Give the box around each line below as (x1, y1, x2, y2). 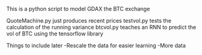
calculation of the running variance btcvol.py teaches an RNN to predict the (6, 24, 196, 31)
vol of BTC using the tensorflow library (6, 30, 103, 37)
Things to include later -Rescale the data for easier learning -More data (6, 42, 186, 49)
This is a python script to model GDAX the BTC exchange (6, 5, 150, 12)
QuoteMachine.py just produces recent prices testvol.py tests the (6, 17, 171, 24)
